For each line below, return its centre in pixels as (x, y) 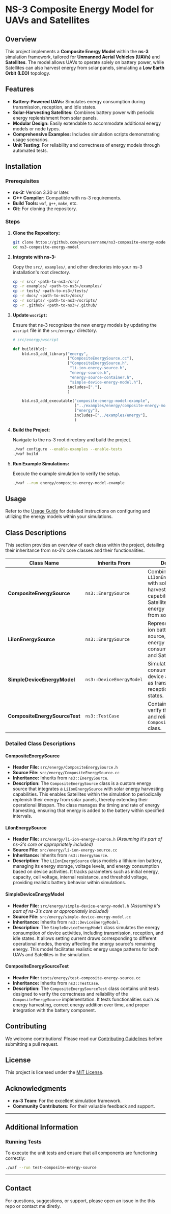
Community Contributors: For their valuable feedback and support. (84, 1106)
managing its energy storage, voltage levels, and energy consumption (86, 866)
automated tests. (30, 150)
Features (20, 89)
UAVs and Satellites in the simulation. (51, 954)
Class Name (44, 563)
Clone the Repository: (36, 233)
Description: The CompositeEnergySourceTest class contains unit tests (86, 988)
